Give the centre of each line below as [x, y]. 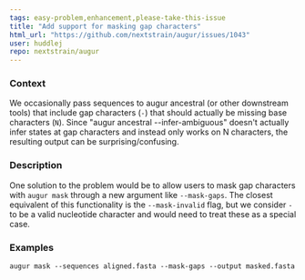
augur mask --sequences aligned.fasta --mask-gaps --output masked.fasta [152, 266]
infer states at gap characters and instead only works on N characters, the [149, 132]
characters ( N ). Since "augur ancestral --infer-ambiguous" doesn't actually [149, 123]
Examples [32, 247]
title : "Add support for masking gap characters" [106, 26]
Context [28, 84]
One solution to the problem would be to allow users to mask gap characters [152, 185]
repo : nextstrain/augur [55, 52]
